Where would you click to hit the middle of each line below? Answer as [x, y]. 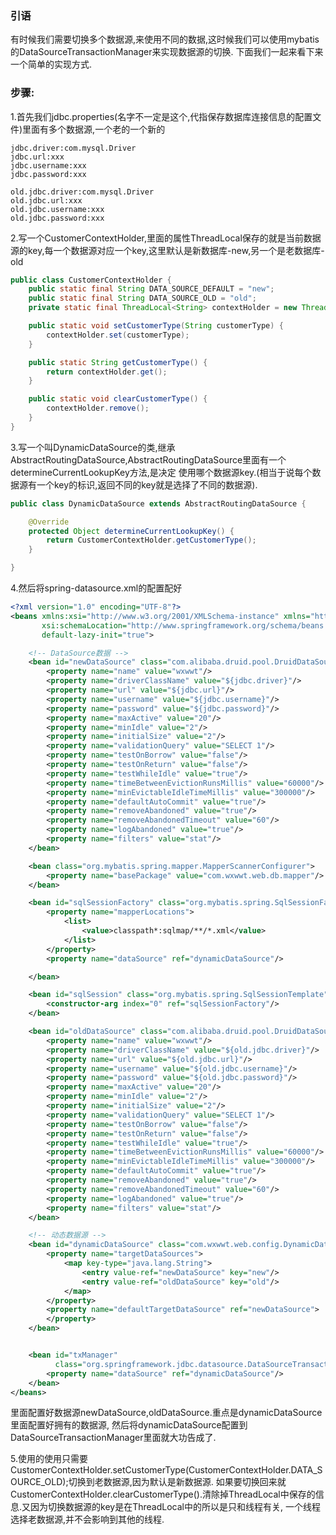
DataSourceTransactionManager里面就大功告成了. [113, 1438]
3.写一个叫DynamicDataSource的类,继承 [93, 447]
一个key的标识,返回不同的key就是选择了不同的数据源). [147, 484]
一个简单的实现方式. [51, 64]
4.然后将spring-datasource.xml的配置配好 [96, 588]
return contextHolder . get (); [107, 372]
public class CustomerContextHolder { [91, 280]
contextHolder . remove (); [98, 408]
